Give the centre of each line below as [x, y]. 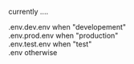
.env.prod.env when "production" [63, 36]
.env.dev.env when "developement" [67, 27]
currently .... [28, 12]
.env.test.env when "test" [50, 44]
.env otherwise [33, 52]
